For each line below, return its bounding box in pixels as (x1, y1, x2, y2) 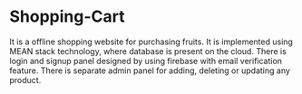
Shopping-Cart (9, 6, 125, 27)
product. (9, 74, 42, 85)
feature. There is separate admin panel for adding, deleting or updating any (9, 65, 290, 76)
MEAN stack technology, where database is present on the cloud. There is (9, 45, 287, 56)
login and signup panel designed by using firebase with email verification (9, 55, 283, 66)
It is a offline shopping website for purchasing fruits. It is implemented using (9, 36, 293, 47)
